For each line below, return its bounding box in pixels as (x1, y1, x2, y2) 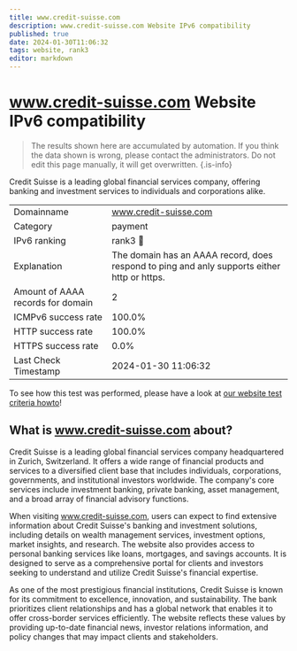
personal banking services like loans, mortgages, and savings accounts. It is (9, 548, 287, 559)
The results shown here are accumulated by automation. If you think (30, 140, 279, 151)
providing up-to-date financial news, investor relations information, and (9, 622, 269, 632)
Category (13, 220, 53, 232)
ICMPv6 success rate (13, 311, 103, 323)
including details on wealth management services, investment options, (9, 529, 266, 540)
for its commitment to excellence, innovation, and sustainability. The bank (9, 593, 277, 604)
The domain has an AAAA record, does (111, 249, 274, 261)
